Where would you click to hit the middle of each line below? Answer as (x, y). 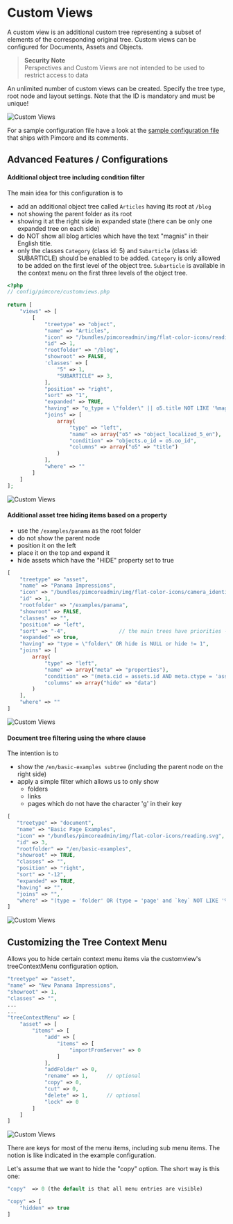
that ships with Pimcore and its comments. (68, 138)
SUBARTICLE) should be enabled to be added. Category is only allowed (119, 258)
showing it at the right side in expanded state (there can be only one (115, 221)
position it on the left (46, 545)
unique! (18, 103)
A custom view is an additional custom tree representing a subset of (104, 32)
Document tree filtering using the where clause (77, 738)
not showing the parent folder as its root (75, 214)
